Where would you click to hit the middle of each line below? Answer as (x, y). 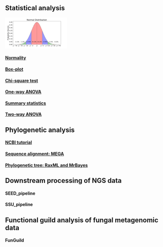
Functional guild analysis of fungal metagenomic (82, 220)
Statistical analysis (35, 8)
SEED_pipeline (20, 193)
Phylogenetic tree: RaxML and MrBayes (46, 165)
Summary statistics (26, 103)
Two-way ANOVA (23, 114)
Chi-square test (22, 81)
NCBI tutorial (19, 142)
